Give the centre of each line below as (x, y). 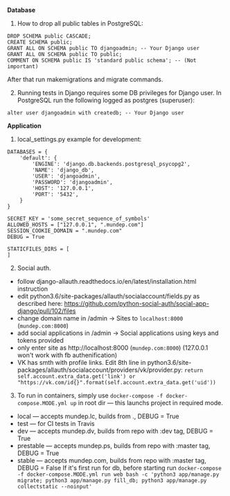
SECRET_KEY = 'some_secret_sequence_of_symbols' (79, 219)
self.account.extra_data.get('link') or (76, 377)
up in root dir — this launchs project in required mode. (147, 403)
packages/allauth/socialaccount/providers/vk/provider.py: (100, 370)
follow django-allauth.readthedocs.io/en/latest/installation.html (107, 281)
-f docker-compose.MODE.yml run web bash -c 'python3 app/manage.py (118, 474)
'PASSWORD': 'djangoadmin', (72, 182)
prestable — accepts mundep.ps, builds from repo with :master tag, (114, 446)
